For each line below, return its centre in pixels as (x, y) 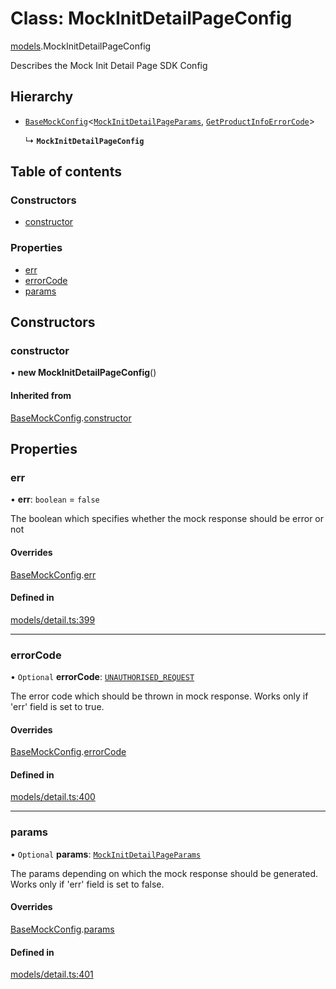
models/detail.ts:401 (52, 974)
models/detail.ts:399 (53, 619)
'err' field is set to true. (57, 707)
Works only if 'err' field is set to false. (87, 884)
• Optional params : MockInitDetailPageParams (106, 854)
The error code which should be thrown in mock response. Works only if (159, 696)
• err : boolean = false (55, 499)
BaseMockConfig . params (62, 929)
